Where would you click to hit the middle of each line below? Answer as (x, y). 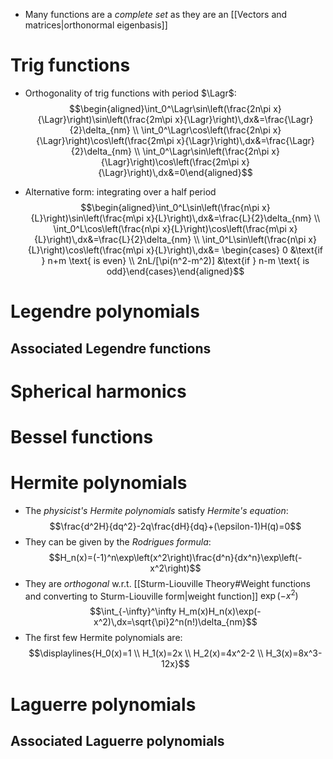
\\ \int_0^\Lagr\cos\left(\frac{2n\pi (201, 130)
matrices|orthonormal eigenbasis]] (96, 25)
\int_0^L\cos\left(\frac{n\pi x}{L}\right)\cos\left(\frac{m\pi (170, 228)
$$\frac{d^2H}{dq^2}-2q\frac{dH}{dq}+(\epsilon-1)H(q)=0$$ (175, 526)
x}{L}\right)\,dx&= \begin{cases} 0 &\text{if (234, 250)
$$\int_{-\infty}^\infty (133, 611)
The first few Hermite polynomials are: (103, 638)
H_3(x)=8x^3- (294, 653)
